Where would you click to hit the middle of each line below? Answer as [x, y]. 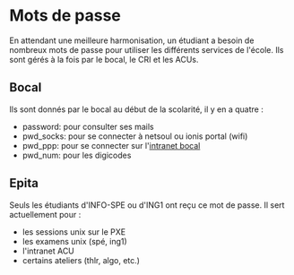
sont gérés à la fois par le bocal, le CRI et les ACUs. [104, 59]
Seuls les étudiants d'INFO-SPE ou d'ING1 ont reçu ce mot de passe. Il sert [147, 205]
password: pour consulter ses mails [88, 126]
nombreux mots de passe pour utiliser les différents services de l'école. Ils [147, 49]
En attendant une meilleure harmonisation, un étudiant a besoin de [132, 40]
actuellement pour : [45, 214]
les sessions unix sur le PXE [74, 232]
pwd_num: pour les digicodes [77, 155]
